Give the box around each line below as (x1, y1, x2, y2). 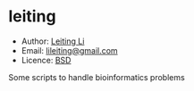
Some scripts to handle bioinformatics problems (8, 71, 185, 82)
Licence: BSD (21, 54, 72, 65)
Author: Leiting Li (21, 36, 85, 46)
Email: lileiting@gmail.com (21, 45, 118, 55)
